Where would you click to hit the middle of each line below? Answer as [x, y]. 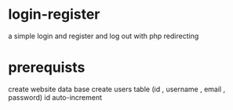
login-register [54, 14]
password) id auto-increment [55, 97]
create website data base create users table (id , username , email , [117, 89]
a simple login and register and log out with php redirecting [104, 36]
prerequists [47, 67]
